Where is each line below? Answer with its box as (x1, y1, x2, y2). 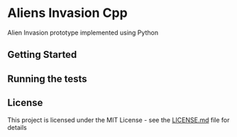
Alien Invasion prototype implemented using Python (7, 28, 158, 37)
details (7, 123, 27, 131)
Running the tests (7, 73, 87, 85)
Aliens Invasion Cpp (7, 5, 128, 21)
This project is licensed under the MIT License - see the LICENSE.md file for (7, 115, 230, 124)
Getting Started (7, 49, 77, 61)
